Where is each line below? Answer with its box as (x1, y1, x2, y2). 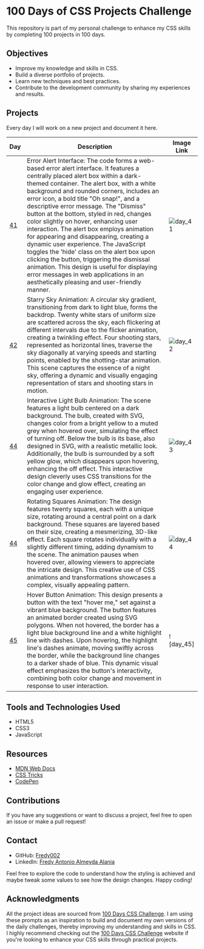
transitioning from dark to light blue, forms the (27, 302, 158, 311)
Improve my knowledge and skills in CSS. (15, 64, 118, 72)
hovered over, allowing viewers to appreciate (27, 557, 155, 566)
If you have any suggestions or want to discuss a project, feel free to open (6, 812, 192, 818)
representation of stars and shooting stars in (27, 378, 154, 387)
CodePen (15, 778, 39, 785)
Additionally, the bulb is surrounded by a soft (27, 449, 155, 458)
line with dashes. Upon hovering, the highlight (27, 636, 157, 644)
